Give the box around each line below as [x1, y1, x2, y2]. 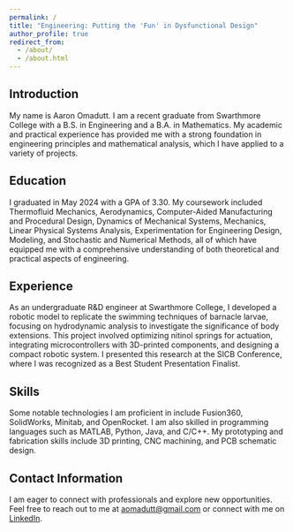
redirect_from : [9, 37, 65, 47]
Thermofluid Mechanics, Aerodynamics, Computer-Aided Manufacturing [9, 206, 274, 217]
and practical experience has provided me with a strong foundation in [9, 129, 262, 140]
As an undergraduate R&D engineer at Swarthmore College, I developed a [9, 302, 277, 313]
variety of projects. [9, 148, 79, 158]
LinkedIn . [9, 513, 42, 524]
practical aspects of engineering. [9, 253, 130, 263]
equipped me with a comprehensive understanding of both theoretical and [9, 244, 280, 255]
